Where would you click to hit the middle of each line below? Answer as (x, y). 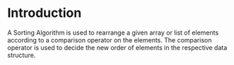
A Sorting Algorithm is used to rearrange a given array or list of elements (113, 32)
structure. (22, 55)
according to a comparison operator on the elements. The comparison (110, 40)
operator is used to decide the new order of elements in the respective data (117, 47)
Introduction (45, 13)
